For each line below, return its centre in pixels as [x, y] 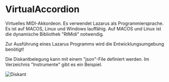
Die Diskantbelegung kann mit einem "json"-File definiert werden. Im [77, 59]
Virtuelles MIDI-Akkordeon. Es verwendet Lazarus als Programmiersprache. [84, 23]
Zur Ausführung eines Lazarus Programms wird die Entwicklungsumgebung [85, 44]
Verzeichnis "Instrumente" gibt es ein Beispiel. [54, 64]
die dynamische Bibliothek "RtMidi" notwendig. [55, 34]
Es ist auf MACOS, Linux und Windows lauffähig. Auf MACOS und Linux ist [83, 28]
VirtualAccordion [43, 9]
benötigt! [15, 49]
